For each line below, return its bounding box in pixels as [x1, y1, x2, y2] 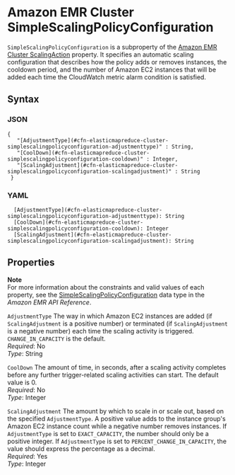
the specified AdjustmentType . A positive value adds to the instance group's [7, 414, 226, 423]
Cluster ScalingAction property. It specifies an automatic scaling [7, 50, 194, 59]
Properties [7, 256, 55, 269]
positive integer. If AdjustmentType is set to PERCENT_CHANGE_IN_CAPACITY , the [7, 437, 227, 445]
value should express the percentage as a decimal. [7, 444, 155, 453]
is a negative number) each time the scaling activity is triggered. [7, 326, 194, 335]
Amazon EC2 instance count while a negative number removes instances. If [7, 422, 227, 430]
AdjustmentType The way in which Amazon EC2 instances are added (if [7, 311, 213, 320]
